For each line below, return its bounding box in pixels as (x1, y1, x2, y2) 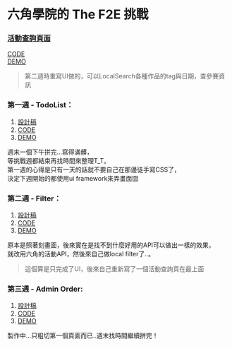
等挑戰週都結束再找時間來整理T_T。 (7, 156, 111, 165)
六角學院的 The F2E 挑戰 (7, 6, 149, 23)
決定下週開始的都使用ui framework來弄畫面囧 (7, 174, 139, 182)
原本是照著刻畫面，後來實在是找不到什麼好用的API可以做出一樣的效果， (7, 241, 215, 249)
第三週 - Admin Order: (7, 284, 83, 294)
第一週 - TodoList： (7, 100, 74, 110)
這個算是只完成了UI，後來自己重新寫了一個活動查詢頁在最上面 (24, 265, 204, 273)
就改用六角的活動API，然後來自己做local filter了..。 (7, 250, 155, 258)
